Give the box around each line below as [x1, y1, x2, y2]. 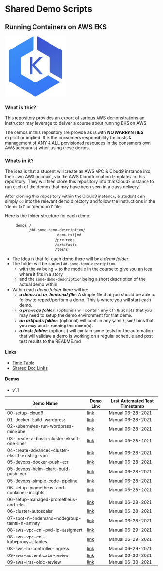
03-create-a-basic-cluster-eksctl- [7, 435, 81, 441]
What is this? [5, 104, 36, 111]
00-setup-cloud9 [7, 410, 44, 416]
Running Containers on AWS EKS [5, 23, 107, 31]
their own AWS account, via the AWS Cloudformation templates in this [5, 173, 145, 179]
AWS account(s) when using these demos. [5, 145, 90, 151]
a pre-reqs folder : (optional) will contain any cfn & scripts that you [19, 307, 152, 313]
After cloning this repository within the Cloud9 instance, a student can [5, 193, 145, 199]
